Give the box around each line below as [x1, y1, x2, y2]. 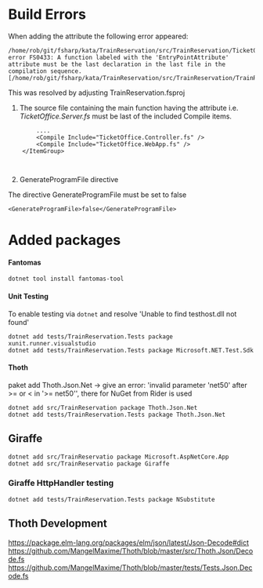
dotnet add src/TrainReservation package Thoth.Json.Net [8, 404, 198, 411]
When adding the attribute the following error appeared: [8, 31, 189, 41]
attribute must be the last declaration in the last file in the [8, 60, 225, 68]
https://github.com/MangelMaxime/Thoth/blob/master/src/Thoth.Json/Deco [8, 546, 254, 555]
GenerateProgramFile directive [19, 174, 119, 184]
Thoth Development [8, 517, 108, 531]
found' [8, 317, 30, 327]
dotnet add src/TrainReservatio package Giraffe [8, 459, 170, 468]
